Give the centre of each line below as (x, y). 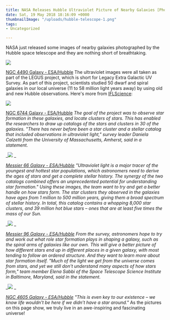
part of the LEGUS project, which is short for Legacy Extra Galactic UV (79, 78)
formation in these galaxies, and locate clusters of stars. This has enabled (83, 118)
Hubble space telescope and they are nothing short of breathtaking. (76, 53)
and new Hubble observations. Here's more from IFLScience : (69, 94)
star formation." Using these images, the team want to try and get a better (83, 187)
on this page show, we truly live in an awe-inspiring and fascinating (75, 308)
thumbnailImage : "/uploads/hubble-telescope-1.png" (61, 19)
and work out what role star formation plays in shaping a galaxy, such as (82, 239)
